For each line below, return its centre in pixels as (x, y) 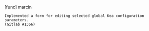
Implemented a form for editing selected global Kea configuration (74, 16)
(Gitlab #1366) (20, 24)
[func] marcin (18, 7)
